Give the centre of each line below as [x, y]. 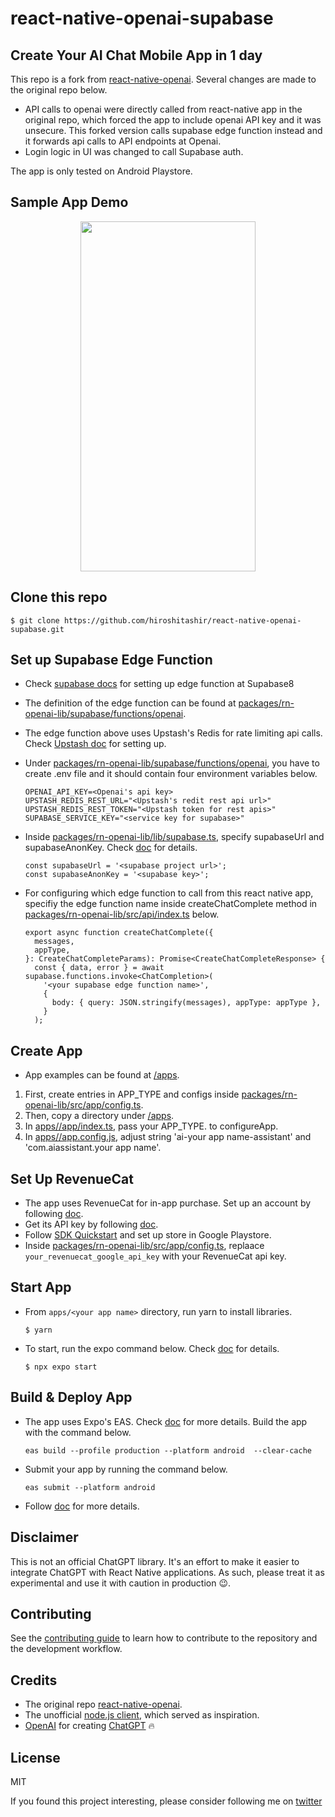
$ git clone [35, 620]
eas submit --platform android [90, 1487]
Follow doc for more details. [82, 1506]
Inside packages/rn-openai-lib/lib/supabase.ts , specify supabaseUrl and [174, 837]
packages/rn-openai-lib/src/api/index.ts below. [122, 914]
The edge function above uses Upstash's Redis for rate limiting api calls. [173, 733]
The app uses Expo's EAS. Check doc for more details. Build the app [166, 1421]
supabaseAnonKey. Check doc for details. [111, 848]
